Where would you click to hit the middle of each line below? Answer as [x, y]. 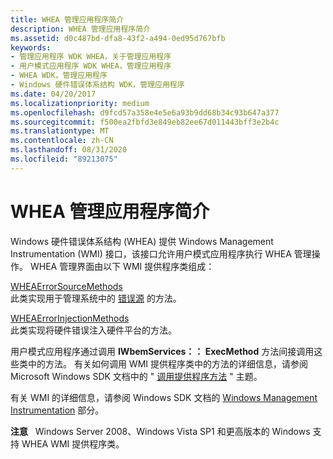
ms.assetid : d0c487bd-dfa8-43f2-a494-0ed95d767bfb [118, 38]
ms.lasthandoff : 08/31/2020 [69, 150]
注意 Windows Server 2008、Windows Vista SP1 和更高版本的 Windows [160, 431]
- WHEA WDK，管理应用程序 [59, 76]
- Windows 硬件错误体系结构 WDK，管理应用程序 [97, 85]
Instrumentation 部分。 [57, 410]
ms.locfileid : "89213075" [64, 159]
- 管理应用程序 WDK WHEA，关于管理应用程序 [91, 57]
